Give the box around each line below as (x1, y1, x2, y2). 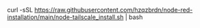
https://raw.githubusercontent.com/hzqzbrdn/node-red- (34, 6, 193, 14)
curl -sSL (7, 6, 33, 14)
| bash (125, 13, 143, 21)
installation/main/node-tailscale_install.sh (7, 13, 124, 21)
